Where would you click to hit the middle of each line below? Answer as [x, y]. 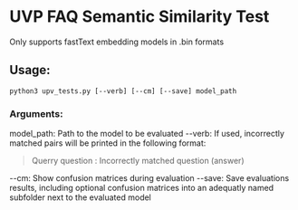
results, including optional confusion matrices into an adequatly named [142, 188]
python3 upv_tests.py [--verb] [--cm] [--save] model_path [123, 91]
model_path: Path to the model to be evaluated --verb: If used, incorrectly [147, 134]
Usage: [30, 70]
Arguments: [36, 113]
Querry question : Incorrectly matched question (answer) [138, 161]
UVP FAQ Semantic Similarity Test [139, 17]
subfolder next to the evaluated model [81, 197]
